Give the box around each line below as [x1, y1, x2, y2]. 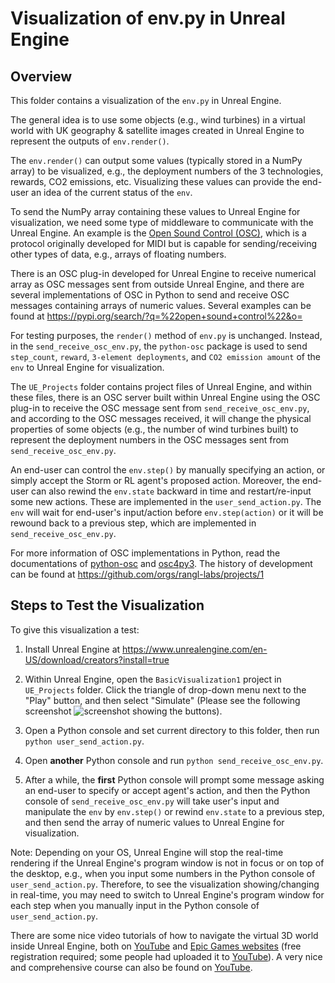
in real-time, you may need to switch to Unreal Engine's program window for [10, 888, 325, 901]
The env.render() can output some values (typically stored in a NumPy [10, 155, 303, 166]
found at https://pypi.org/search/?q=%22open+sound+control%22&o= [10, 310, 303, 322]
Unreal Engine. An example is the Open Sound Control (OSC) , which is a [10, 227, 307, 239]
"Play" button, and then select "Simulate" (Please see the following [24, 694, 301, 706]
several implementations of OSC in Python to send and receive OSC [10, 289, 290, 301]
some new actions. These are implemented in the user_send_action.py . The [10, 496, 322, 507]
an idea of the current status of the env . [31, 187, 193, 198]
